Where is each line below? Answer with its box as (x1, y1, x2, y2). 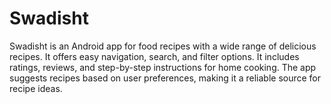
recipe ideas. (9, 82, 63, 94)
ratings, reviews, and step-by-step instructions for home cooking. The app (9, 61, 317, 73)
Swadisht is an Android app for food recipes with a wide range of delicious (9, 40, 317, 52)
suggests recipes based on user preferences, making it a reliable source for (9, 72, 322, 84)
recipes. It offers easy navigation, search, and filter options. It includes (9, 50, 300, 62)
